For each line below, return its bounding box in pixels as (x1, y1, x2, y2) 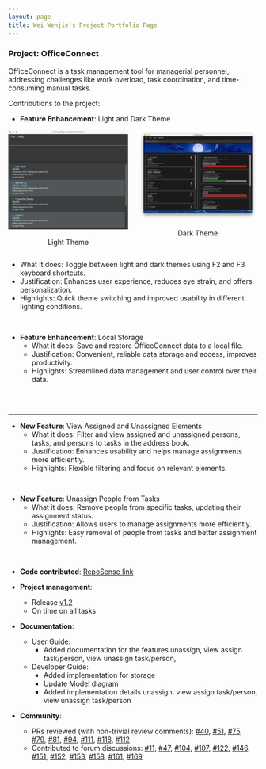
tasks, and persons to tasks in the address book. (31, 438, 190, 448)
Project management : (19, 583, 93, 592)
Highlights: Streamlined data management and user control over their (31, 366, 257, 376)
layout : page (8, 13, 51, 21)
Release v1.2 (31, 598, 73, 607)
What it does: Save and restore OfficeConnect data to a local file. (31, 341, 244, 350)
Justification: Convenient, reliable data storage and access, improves (31, 350, 257, 359)
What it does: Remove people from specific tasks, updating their (31, 503, 241, 512)
